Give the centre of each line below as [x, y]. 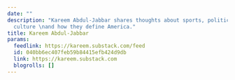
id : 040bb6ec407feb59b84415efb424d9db [70, 53]
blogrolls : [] [34, 65]
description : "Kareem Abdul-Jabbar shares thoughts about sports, [106, 20]
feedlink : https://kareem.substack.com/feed [79, 46]
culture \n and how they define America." [75, 26]
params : [19, 40]
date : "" [20, 14]
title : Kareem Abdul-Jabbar [48, 33]
